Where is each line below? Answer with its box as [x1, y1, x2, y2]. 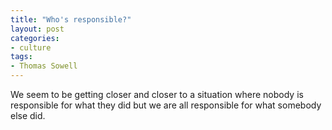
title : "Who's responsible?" [10, 14, 132, 25]
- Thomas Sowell [10, 61, 78, 71]
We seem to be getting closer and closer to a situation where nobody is [10, 89, 304, 100]
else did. [10, 110, 46, 121]
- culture [10, 42, 52, 53]
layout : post [10, 24, 65, 34]
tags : [10, 52, 33, 62]
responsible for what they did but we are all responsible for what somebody [10, 99, 322, 111]
